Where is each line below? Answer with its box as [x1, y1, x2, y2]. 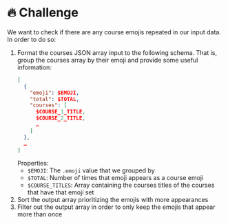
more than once [17, 210, 63, 219]
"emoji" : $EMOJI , [30, 89, 80, 96]
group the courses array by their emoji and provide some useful [17, 56, 198, 64]
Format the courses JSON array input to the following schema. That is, [17, 48, 217, 56]
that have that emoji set [27, 188, 94, 197]
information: [17, 63, 52, 71]
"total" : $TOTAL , [30, 96, 80, 102]
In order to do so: [7, 35, 56, 43]
